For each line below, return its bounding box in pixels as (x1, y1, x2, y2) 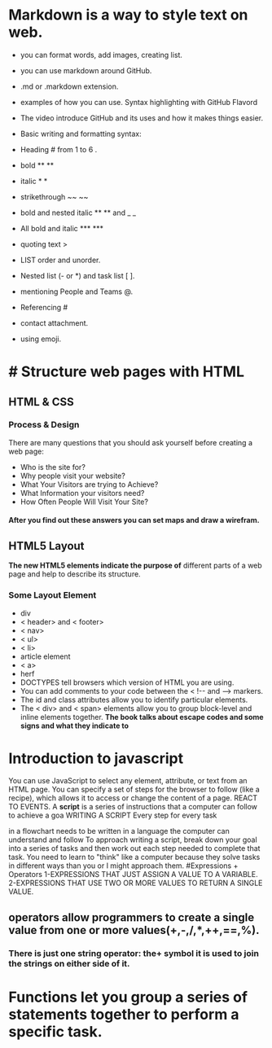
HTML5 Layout (8, 539, 85, 553)
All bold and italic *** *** (20, 223, 104, 233)
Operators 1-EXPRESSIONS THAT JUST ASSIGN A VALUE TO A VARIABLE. (8, 870, 258, 879)
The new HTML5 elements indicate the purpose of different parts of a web (8, 560, 262, 571)
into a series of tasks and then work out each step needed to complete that (8, 844, 261, 853)
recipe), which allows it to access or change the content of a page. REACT (8, 793, 258, 803)
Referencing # (20, 302, 68, 312)
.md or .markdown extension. (20, 81, 119, 91)
